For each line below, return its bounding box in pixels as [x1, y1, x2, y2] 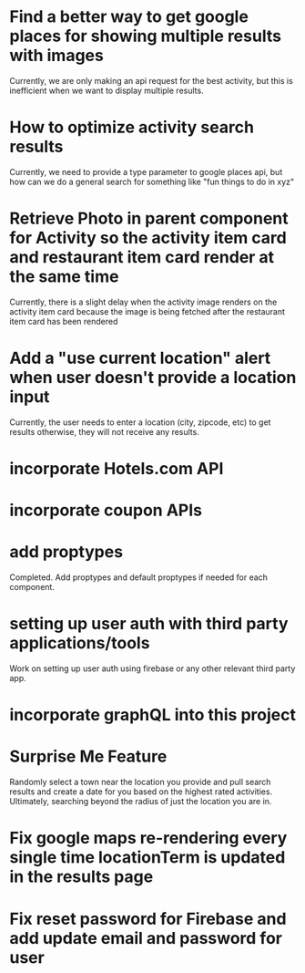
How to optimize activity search [9, 117, 255, 138]
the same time [9, 266, 119, 287]
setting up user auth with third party [9, 614, 289, 635]
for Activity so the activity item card [9, 228, 287, 248]
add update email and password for [9, 927, 282, 948]
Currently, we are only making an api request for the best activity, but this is [9, 75, 293, 86]
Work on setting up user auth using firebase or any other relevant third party [9, 663, 296, 674]
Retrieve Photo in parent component [9, 208, 289, 229]
